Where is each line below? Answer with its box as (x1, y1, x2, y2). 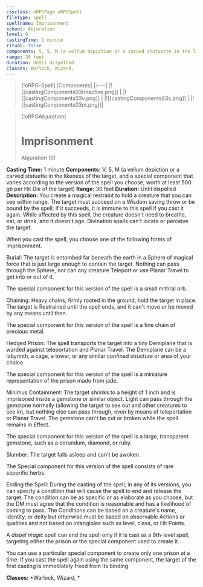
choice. (6, 359, 25, 366)
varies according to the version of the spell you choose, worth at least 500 (6, 179, 192, 186)
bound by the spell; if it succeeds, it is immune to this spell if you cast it (6, 204, 184, 212)
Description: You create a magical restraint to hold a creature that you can (6, 192, 192, 199)
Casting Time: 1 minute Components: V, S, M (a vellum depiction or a (6, 166, 180, 173)
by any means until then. (6, 310, 68, 317)
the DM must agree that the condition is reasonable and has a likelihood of (6, 500, 192, 508)
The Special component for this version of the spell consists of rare (6, 463, 174, 470)
